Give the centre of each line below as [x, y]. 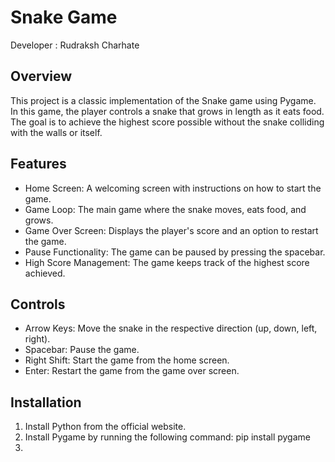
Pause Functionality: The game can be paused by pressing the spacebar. [175, 252]
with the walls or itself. [56, 132]
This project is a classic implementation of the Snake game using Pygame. [163, 100]
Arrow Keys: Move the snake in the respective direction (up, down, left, [171, 328]
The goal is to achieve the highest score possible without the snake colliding [167, 122]
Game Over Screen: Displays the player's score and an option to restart [171, 230]
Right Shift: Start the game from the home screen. [127, 360]
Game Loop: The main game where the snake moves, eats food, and [165, 209]
